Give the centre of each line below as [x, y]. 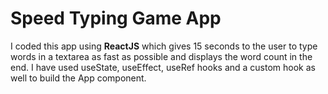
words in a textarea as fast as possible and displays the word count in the [161, 56]
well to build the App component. [78, 78]
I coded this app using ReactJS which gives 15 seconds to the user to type [164, 46]
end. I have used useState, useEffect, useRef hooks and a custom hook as [163, 67]
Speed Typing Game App [116, 18]
